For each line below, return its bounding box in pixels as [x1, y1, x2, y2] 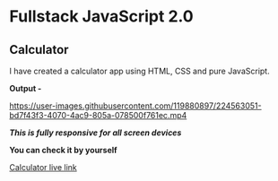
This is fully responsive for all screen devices [9, 127, 182, 138]
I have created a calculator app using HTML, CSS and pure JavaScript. [9, 65, 271, 76]
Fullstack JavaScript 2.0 [9, 6, 195, 27]
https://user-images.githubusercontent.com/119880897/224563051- [9, 100, 262, 111]
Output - [9, 83, 42, 93]
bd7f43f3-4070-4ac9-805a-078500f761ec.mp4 [9, 110, 187, 120]
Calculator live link [9, 162, 78, 172]
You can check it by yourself [9, 145, 118, 155]
